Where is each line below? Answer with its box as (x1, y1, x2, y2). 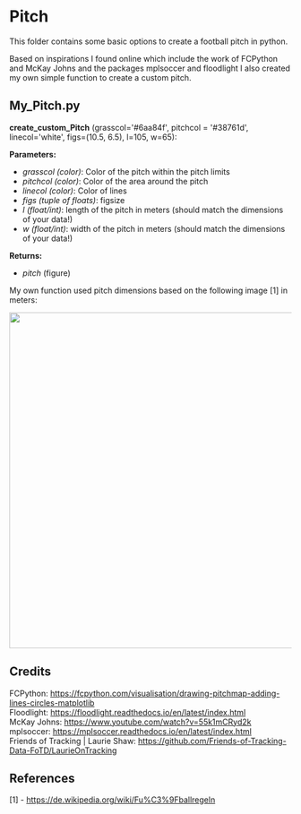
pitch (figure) (21, 267, 72, 278)
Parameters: (9, 149, 56, 159)
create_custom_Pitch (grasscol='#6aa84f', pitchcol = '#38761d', (9, 122, 249, 133)
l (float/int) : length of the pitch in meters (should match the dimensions (21, 204, 284, 215)
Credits (9, 664, 52, 680)
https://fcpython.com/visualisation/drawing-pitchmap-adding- (50, 688, 280, 698)
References (9, 770, 75, 785)
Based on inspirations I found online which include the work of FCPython (9, 53, 279, 64)
